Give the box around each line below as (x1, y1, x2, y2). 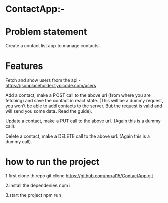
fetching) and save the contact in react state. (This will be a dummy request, (5, 98, 164, 104)
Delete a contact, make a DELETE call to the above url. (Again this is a (5, 133, 150, 139)
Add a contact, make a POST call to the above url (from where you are (5, 92, 151, 98)
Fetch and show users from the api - (5, 77, 81, 83)
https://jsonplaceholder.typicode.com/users (5, 83, 97, 89)
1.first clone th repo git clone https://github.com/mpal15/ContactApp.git (5, 173, 153, 179)
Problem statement (5, 26, 87, 38)
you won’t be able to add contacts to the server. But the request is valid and (5, 103, 162, 109)
